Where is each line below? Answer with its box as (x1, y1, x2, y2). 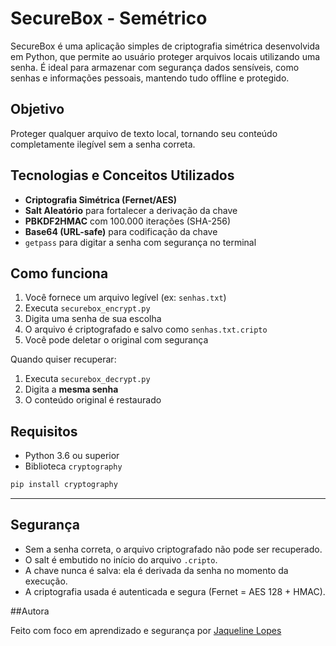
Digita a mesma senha (24, 383, 119, 396)
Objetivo (10, 101, 65, 118)
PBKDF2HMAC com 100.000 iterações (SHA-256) (24, 215, 232, 227)
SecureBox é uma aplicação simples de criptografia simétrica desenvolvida (10, 40, 320, 52)
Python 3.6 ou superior (24, 450, 120, 462)
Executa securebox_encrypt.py (24, 302, 151, 314)
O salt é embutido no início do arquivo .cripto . (24, 553, 218, 566)
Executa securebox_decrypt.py (24, 373, 151, 385)
